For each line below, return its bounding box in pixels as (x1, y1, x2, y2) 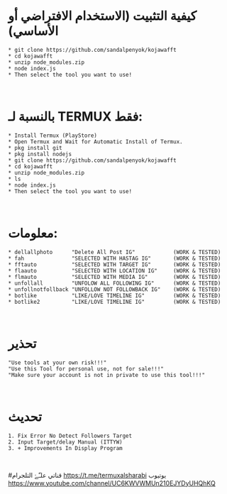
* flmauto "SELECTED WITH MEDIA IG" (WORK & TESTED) (8, 273, 221, 280)
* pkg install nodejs (8, 150, 72, 158)
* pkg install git (8, 144, 62, 151)
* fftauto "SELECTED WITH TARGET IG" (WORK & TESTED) (8, 260, 221, 268)
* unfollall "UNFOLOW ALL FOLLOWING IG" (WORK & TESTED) (8, 280, 221, 287)
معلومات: (8, 225, 58, 241)
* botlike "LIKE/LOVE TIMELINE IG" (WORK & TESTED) (8, 292, 221, 299)
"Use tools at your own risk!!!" (8, 359, 107, 366)
